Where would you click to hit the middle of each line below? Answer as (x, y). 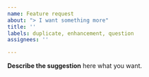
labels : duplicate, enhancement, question (71, 33)
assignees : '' (28, 40)
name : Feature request (41, 14)
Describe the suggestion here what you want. (75, 66)
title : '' (22, 27)
